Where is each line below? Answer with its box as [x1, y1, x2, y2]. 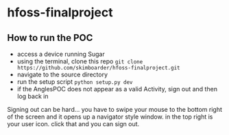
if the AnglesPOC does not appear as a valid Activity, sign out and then [16, 85, 218, 93]
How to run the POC [7, 32, 93, 44]
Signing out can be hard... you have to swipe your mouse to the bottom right [7, 106, 223, 113]
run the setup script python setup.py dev [16, 78, 133, 86]
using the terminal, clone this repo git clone [16, 57, 143, 65]
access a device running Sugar [16, 50, 105, 58]
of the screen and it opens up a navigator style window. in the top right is [7, 112, 213, 121]
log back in [16, 92, 49, 100]
